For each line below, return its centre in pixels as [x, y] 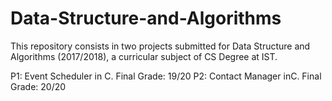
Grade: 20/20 [38, 86]
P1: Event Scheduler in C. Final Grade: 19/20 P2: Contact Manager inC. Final [166, 76]
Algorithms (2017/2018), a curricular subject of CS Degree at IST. [144, 56]
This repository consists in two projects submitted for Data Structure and [160, 46]
